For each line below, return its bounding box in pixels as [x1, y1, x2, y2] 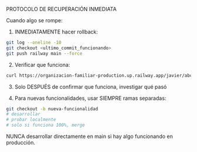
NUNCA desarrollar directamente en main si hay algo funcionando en [6, 133, 173, 140]
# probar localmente [6, 117, 57, 123]
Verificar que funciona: [14, 61, 70, 68]
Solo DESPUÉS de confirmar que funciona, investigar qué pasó [14, 83, 167, 90]
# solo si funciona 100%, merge [6, 122, 85, 129]
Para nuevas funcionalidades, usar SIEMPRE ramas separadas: [14, 94, 167, 102]
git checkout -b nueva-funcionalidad [6, 106, 98, 112]
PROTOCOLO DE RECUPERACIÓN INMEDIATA [6, 6, 117, 12]
